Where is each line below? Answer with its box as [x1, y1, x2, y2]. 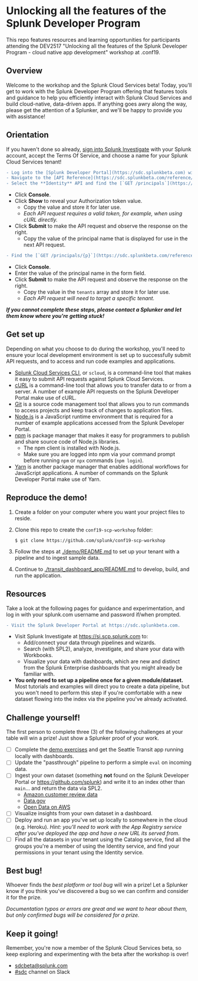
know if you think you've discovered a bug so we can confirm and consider [6, 888, 189, 895]
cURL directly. [23, 216, 58, 224]
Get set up [6, 329, 45, 340]
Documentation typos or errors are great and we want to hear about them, [6, 905, 187, 913]
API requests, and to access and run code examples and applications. [6, 357, 176, 365]
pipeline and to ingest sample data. [14, 554, 100, 561]
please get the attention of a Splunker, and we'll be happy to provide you [6, 106, 183, 113]
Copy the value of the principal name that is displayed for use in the [23, 235, 188, 242]
